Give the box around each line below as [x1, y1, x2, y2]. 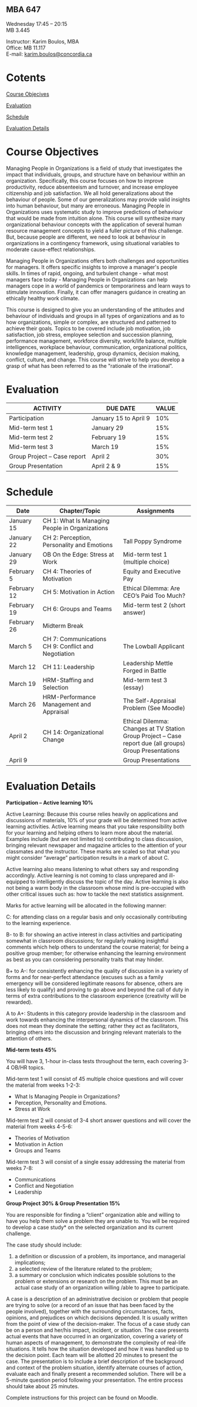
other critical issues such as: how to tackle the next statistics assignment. [6, 890, 184, 897]
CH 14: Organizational [42, 728, 104, 736]
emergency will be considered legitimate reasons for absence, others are [6, 980, 183, 987]
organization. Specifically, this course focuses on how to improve [6, 177, 164, 184]
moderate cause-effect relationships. [6, 246, 96, 253]
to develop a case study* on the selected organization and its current [6, 1224, 174, 1231]
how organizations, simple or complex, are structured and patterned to [6, 319, 177, 326]
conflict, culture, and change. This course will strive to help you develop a [6, 356, 185, 363]
